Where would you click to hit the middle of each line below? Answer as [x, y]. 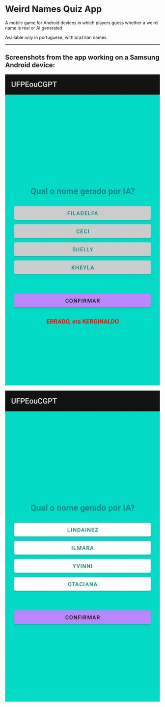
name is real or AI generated [34, 28]
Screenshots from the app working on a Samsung [82, 58]
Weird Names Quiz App [54, 9]
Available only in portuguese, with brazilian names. [56, 37]
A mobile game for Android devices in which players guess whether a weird [82, 23]
